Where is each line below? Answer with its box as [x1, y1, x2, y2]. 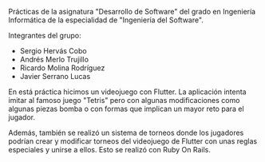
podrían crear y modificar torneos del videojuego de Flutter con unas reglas [8, 136, 258, 146]
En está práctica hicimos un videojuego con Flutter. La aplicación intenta [8, 87, 247, 97]
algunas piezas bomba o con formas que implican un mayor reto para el [8, 104, 245, 113]
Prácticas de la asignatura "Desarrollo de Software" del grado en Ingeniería [8, 7, 256, 16]
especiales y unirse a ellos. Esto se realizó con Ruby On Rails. [8, 145, 212, 154]
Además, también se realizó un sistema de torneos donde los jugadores [8, 128, 244, 137]
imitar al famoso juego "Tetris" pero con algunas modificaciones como [8, 96, 240, 105]
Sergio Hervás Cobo [19, 46, 87, 55]
